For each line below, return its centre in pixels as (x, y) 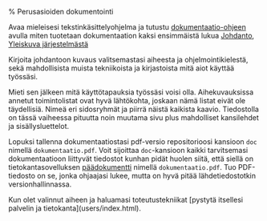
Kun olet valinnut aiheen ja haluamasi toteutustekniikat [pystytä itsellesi (125, 200)
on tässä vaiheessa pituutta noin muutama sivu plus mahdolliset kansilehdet (133, 118)
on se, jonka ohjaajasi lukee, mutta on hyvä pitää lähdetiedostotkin (147, 176)
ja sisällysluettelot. (39, 126)
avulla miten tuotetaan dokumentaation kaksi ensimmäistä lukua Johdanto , (131, 36)
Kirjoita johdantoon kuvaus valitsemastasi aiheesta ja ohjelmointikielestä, (128, 60)
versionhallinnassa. (40, 184)
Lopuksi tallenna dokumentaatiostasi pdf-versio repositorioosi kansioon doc (133, 142)
